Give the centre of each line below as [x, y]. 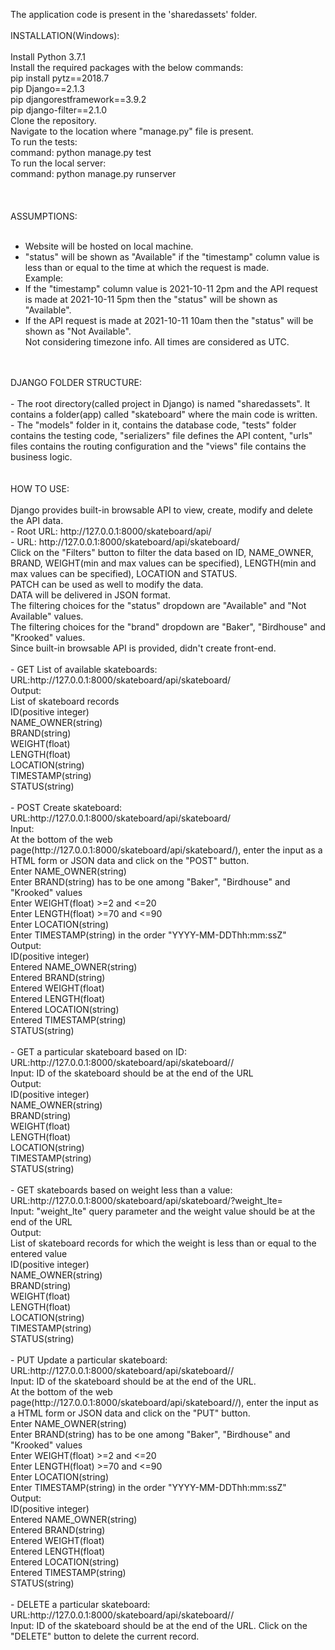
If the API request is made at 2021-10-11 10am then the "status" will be [169, 320]
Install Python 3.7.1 [48, 57]
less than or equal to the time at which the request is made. [147, 267]
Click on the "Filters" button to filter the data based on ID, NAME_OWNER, [162, 552]
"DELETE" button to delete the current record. [105, 1636]
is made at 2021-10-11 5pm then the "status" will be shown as [151, 299]
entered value [39, 1253]
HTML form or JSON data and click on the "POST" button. [130, 860]
